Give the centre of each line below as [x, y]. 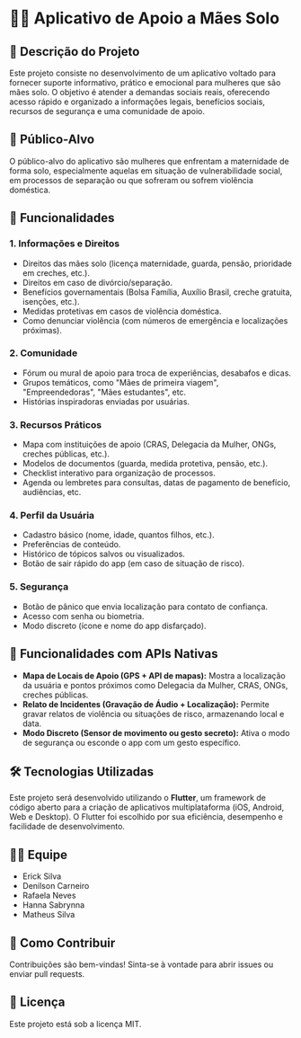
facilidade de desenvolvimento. [67, 827]
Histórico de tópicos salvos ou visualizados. [104, 554]
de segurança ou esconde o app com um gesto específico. [131, 742]
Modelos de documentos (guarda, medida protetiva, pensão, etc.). [145, 464]
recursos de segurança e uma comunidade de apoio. [107, 111]
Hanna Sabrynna [53, 905]
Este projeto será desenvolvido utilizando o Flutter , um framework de [138, 798]
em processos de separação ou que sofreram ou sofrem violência [132, 180]
